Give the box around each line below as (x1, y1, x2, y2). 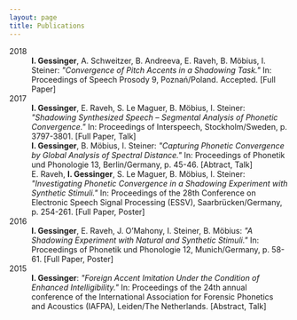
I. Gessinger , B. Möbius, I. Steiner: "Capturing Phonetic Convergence (31, 140, 285, 151)
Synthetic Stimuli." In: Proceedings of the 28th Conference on (31, 188, 256, 198)
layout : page (9, 12, 58, 22)
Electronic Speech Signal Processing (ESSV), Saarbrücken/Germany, (31, 196, 283, 207)
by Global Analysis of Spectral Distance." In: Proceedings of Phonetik (31, 149, 285, 160)
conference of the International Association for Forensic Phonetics (31, 291, 274, 302)
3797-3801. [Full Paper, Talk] (31, 131, 137, 141)
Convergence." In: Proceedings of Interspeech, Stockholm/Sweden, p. (31, 121, 288, 132)
